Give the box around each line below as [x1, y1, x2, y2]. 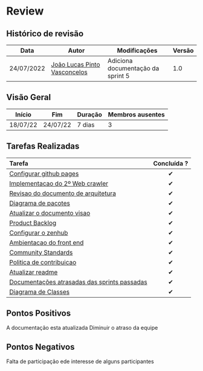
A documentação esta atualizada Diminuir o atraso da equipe [6, 324, 158, 332]
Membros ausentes [108, 110, 165, 119]
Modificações [117, 47, 158, 55]
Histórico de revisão [6, 28, 84, 39]
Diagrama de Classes [9, 287, 70, 296]
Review [6, 4, 44, 18]
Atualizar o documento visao [9, 209, 91, 217]
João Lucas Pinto [51, 61, 101, 69]
